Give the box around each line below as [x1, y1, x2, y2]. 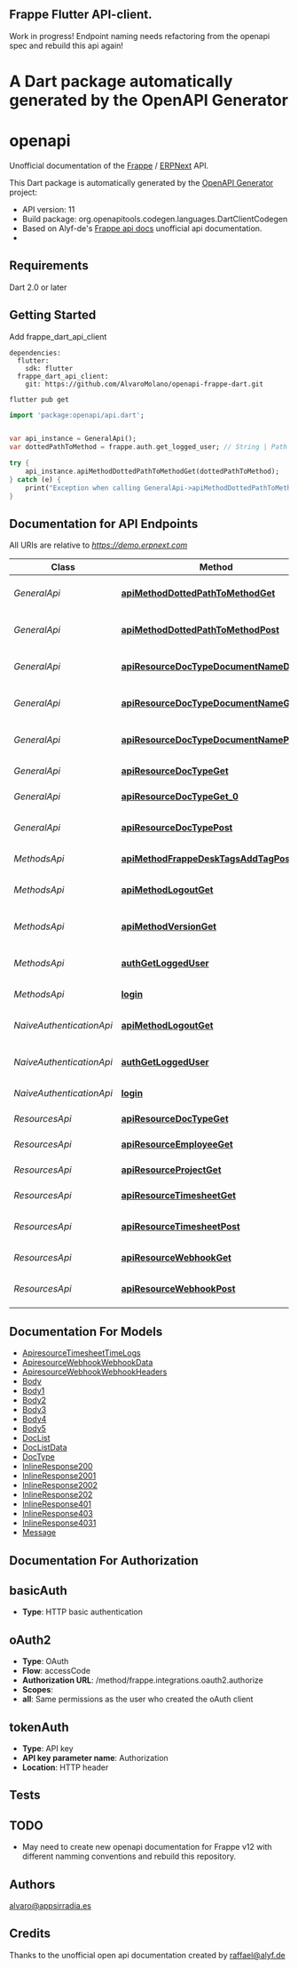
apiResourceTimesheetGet [121, 1189, 237, 1202]
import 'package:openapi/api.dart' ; [9, 411, 145, 420]
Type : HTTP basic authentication [21, 1606, 144, 1617]
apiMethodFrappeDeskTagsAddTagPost [121, 852, 294, 865]
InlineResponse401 [21, 1499, 91, 1509]
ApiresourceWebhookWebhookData [21, 1357, 153, 1368]
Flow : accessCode [21, 1666, 91, 1677]
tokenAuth [9, 1719, 69, 1734]
